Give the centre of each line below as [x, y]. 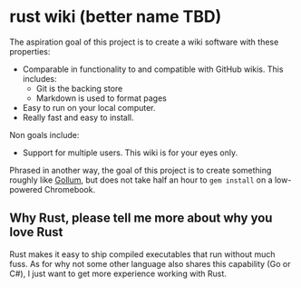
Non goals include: [44, 134]
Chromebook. [70, 189]
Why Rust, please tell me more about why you [141, 218]
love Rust [36, 232]
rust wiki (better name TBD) [116, 17]
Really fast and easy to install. [78, 117]
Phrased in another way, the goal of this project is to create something [141, 170]
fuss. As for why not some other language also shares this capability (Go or [150, 263]
